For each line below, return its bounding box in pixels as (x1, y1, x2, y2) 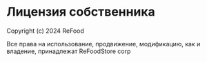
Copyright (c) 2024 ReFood (6, 27, 84, 35)
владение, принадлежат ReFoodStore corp (6, 47, 131, 55)
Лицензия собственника (6, 4, 156, 20)
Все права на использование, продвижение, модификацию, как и (6, 40, 201, 48)
